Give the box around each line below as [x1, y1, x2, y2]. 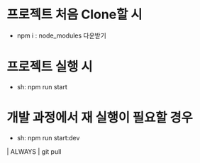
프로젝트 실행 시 [6, 59, 93, 75]
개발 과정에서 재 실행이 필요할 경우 [6, 110, 193, 126]
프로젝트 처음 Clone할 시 [6, 6, 143, 23]
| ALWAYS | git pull [6, 147, 62, 156]
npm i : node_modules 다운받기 [16, 31, 107, 40]
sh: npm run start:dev [16, 133, 80, 142]
